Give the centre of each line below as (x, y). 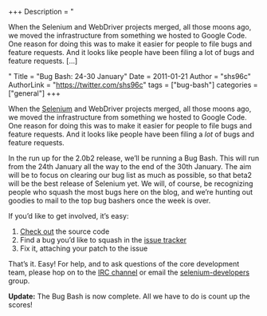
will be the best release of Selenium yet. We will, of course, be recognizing (131, 184)
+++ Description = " (41, 12)
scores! (21, 305)
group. (19, 281)
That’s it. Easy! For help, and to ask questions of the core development (124, 264)
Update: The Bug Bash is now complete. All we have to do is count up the (129, 296)
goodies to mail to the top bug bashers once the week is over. (110, 200)
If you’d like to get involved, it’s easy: (69, 216)
